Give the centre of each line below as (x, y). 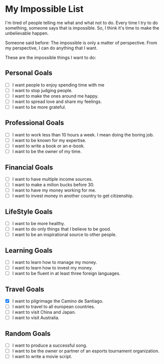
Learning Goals (29, 250)
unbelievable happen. (27, 33)
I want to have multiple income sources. (53, 179)
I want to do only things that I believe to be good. (62, 229)
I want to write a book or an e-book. (48, 146)
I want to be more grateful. (39, 107)
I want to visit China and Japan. (44, 312)
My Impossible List (44, 9)
